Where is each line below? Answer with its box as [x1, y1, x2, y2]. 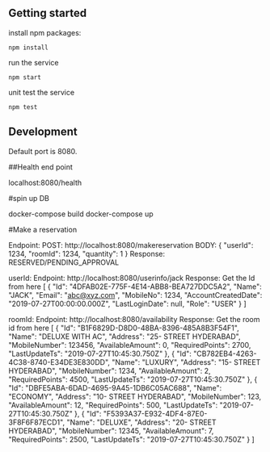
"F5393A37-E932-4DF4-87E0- [103, 408, 208, 418]
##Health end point [8, 161, 73, 172]
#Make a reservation [8, 224, 78, 234]
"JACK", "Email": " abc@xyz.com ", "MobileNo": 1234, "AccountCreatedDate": [8, 290, 263, 299]
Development [8, 125, 78, 139]
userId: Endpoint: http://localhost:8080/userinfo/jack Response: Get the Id [8, 273, 255, 282]
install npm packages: [8, 27, 82, 37]
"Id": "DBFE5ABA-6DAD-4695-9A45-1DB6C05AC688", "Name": [8, 383, 222, 392]
